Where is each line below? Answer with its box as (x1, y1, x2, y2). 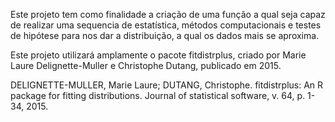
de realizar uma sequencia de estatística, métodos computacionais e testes (10, 19, 322, 31)
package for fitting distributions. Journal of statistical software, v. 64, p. (10, 90, 306, 101)
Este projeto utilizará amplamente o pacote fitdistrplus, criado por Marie (10, 49, 307, 61)
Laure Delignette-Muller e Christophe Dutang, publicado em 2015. (10, 60, 282, 71)
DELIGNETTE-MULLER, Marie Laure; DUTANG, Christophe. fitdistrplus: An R (10, 79, 324, 91)
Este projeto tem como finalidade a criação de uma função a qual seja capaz (10, 9, 326, 20)
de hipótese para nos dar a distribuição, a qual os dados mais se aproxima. (10, 30, 320, 41)
